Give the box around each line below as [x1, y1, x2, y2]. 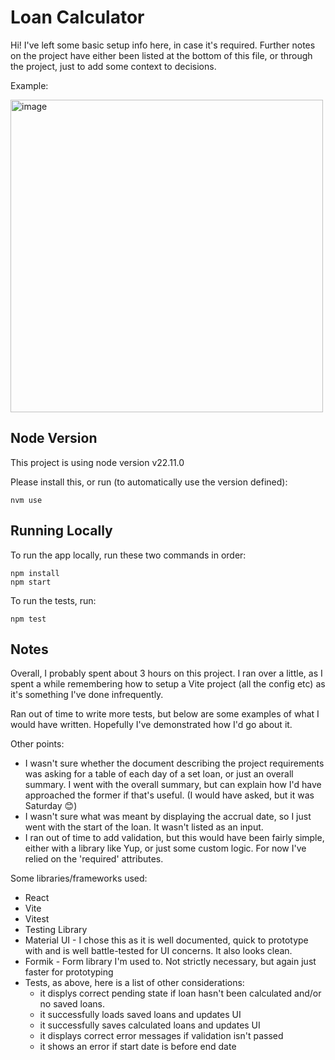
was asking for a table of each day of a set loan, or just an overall [24, 768, 294, 780]
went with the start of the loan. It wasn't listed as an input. [24, 821, 264, 833]
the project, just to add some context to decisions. [10, 60, 217, 72]
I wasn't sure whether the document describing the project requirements [24, 757, 325, 770]
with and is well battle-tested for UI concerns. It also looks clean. [24, 945, 293, 957]
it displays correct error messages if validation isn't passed [39, 1030, 284, 1042]
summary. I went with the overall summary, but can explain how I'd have [24, 779, 322, 791]
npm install [10, 568, 60, 578]
